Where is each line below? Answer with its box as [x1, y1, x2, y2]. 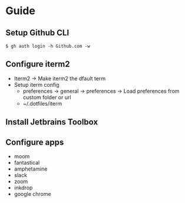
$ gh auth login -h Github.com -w [5, 43, 91, 49]
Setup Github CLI [5, 28, 70, 38]
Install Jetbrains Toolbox [5, 117, 98, 127]
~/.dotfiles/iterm [22, 100, 62, 107]
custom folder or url [22, 93, 71, 101]
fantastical [14, 159, 40, 166]
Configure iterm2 [5, 59, 70, 69]
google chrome [14, 191, 51, 198]
